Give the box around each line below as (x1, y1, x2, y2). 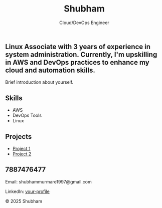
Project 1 (12, 145, 31, 151)
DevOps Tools (12, 112, 42, 118)
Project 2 (12, 151, 32, 157)
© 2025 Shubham (5, 198, 43, 204)
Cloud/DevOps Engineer (59, 20, 109, 26)
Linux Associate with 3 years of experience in (5, 42, 150, 51)
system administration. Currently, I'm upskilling (5, 50, 157, 59)
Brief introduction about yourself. (5, 79, 74, 85)
